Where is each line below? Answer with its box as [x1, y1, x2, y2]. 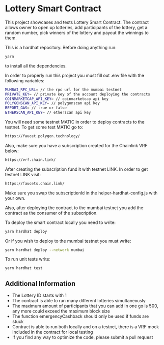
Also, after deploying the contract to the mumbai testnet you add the [5, 205, 144, 211]
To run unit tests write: [5, 256, 51, 262]
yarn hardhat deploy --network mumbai [5, 247, 84, 252]
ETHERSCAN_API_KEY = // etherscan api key [5, 110, 91, 115]
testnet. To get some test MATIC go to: [5, 124, 83, 130]
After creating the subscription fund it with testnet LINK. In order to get [5, 166, 148, 172]
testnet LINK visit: [5, 171, 41, 177]
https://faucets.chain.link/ [5, 181, 65, 186]
